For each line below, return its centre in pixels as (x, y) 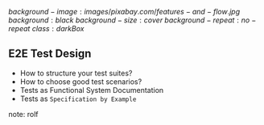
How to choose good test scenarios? (81, 81)
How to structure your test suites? (76, 73)
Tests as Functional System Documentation (92, 90)
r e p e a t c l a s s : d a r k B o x (46, 28)
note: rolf (23, 114)
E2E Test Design (50, 54)
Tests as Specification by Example (78, 99)
